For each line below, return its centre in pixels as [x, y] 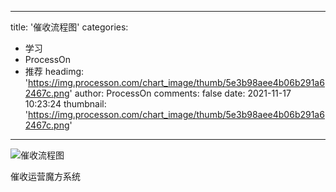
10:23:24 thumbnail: [65, 104]
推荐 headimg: [54, 71]
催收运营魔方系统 [45, 176]
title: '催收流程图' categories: [69, 27]
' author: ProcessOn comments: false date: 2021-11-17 [180, 93]
